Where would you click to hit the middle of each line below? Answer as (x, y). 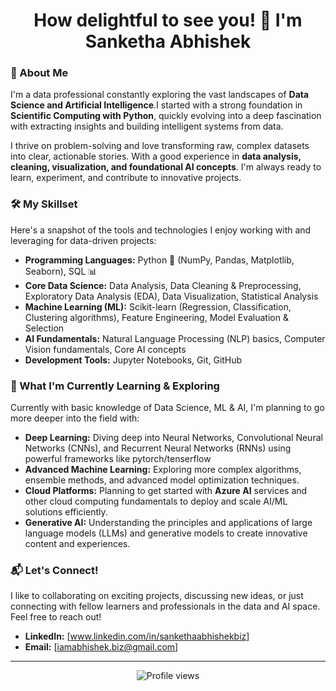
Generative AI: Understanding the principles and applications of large (168, 523)
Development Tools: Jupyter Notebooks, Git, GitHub (133, 360)
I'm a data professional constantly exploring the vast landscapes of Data (160, 95)
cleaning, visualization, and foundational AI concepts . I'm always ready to (166, 167)
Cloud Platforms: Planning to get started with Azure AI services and (166, 491)
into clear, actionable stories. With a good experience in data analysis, (156, 156)
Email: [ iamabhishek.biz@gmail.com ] (101, 647)
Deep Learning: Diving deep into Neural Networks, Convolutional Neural (173, 438)
